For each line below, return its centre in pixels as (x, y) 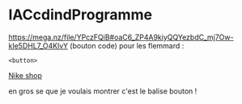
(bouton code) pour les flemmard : (127, 45)
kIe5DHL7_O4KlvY (38, 45)
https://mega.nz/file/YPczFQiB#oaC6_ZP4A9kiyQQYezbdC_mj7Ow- (121, 37)
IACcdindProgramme (80, 15)
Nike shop (25, 75)
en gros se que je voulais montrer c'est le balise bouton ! (103, 91)
